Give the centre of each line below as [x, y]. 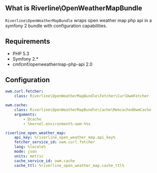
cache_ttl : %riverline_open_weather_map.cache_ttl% [69, 165]
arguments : [26, 114]
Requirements [28, 41]
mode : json [26, 152]
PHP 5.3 [21, 53]
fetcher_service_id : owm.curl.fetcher [55, 142]
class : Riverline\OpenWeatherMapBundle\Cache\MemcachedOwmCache [83, 110]
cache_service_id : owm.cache [45, 161]
